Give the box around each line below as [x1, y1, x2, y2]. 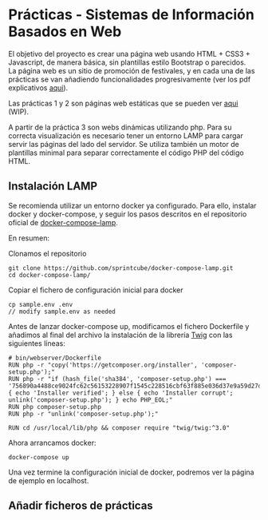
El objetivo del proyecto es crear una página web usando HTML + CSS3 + [8, 49, 251, 58]
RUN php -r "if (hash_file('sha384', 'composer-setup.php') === [8, 375, 227, 383]
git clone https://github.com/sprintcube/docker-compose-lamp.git [8, 264, 234, 272]
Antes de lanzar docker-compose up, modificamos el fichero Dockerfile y [8, 321, 250, 331]
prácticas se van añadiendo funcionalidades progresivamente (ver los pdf [8, 74, 251, 84]
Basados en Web [8, 22, 122, 41]
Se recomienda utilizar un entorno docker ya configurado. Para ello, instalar [8, 200, 257, 210]
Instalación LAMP [8, 180, 98, 193]
